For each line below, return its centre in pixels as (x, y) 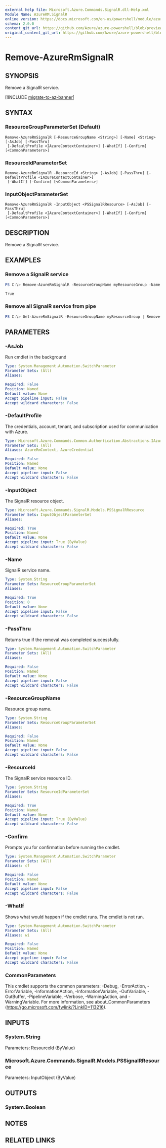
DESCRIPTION (27, 233)
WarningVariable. (23, 1002)
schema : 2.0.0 (20, 24)
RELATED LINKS (30, 1140)
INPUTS (17, 1023)
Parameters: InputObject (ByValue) (41, 1077)
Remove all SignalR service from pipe (51, 306)
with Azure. (17, 431)
